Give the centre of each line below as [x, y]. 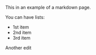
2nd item [22, 32]
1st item [21, 27]
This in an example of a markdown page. [48, 7]
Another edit [18, 48]
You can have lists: [25, 17]
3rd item [21, 38]
